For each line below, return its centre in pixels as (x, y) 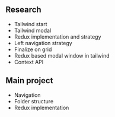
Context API (29, 62)
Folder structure (34, 101)
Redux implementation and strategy (57, 37)
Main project (29, 80)
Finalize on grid (33, 49)
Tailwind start (31, 24)
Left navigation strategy (43, 43)
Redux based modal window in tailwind (62, 55)
